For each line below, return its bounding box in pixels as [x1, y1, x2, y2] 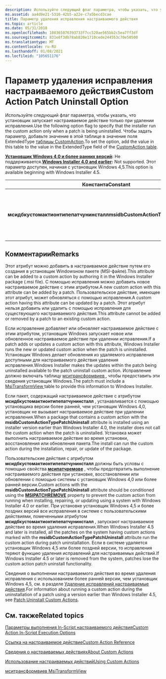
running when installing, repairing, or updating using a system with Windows [5, 497, 161, 504]
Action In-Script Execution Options [5, 629, 76, 635]
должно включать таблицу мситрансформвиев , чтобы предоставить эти [5, 373, 160, 379]
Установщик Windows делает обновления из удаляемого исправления [5, 352, 154, 358]
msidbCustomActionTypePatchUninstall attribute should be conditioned [5, 487, 155, 493]
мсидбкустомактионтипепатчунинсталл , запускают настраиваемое [5, 519, 154, 525]
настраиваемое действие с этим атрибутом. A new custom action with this [5, 284, 161, 290]
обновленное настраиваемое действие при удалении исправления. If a [5, 336, 156, 342]
